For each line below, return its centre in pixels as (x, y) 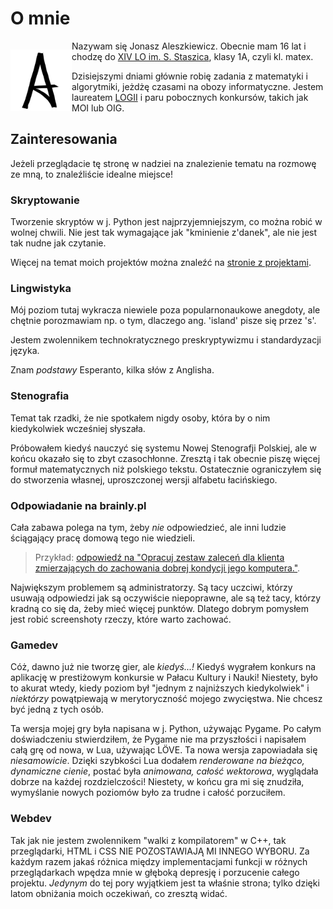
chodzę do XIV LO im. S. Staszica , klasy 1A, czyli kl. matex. (192, 56)
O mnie (40, 18)
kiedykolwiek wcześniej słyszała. (78, 428)
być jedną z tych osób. (57, 709)
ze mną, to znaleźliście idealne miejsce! (92, 174)
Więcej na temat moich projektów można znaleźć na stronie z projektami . (161, 263)
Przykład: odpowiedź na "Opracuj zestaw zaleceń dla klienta (159, 557)
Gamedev (34, 645)
